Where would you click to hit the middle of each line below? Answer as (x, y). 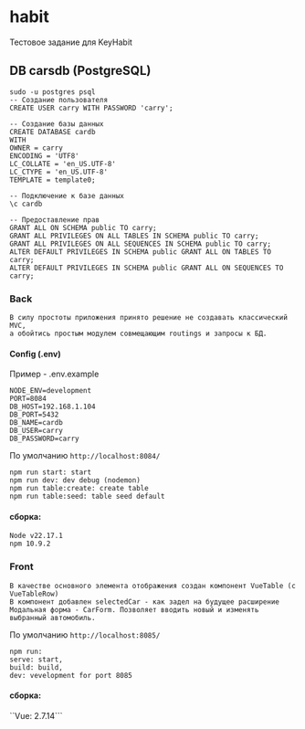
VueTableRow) (34, 594)
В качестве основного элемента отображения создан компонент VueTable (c (153, 586)
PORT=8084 (28, 399)
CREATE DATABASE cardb (53, 132)
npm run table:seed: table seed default (88, 497)
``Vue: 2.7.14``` (36, 715)
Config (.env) (35, 354)
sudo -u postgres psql (53, 92)
